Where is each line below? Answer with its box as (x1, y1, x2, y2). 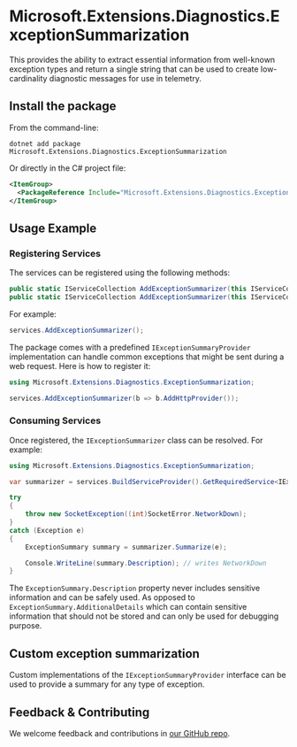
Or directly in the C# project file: (9, 162, 126, 173)
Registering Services (9, 247, 102, 259)
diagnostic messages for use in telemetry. (49, 73, 202, 83)
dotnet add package (9, 139, 81, 148)
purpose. (9, 620, 42, 631)
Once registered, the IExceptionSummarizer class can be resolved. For (9, 435, 263, 445)
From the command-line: (9, 122, 99, 133)
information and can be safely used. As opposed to (9, 592, 196, 603)
